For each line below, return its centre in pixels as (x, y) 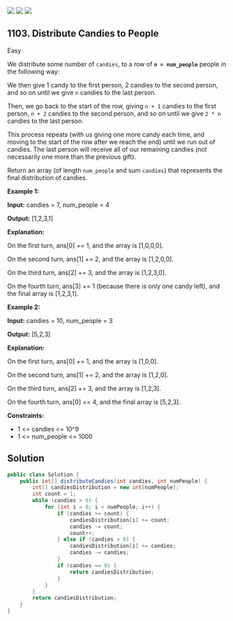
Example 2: (24, 307)
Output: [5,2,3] (29, 334)
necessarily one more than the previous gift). (72, 157)
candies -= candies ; (99, 552)
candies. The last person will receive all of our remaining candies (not (107, 149)
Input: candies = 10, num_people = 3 (60, 320)
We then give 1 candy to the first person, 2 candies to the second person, (113, 85)
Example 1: (23, 191)
